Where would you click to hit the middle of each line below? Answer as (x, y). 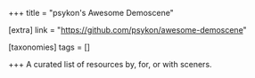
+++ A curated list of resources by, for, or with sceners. (110, 64)
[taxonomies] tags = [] (49, 47)
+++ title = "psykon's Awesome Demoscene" (91, 13)
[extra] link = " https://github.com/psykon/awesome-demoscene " (127, 30)
